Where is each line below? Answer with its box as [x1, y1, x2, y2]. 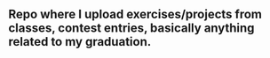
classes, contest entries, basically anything [8, 21, 255, 36]
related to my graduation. [8, 34, 152, 49]
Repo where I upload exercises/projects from [8, 7, 263, 22]
